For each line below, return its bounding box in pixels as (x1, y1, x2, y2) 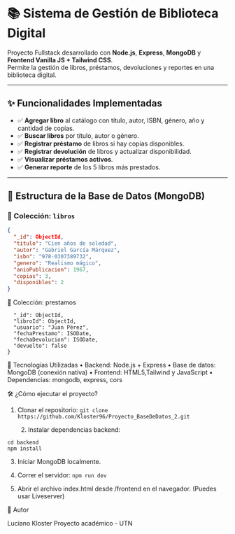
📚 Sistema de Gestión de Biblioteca (7, 6, 219, 22)
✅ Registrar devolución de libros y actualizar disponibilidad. (17, 147, 192, 155)
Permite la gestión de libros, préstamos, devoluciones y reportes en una (7, 63, 215, 71)
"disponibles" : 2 (13, 279, 64, 286)
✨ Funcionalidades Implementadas (7, 97, 162, 109)
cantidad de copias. (17, 124, 75, 132)
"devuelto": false (13, 342, 68, 350)
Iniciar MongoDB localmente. (17, 458, 101, 466)
